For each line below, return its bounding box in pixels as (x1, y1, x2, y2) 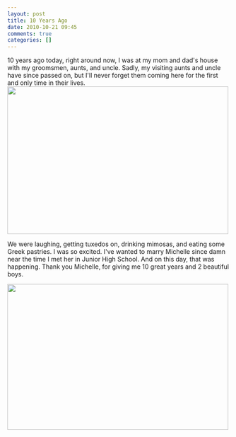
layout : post (7, 10, 46, 18)
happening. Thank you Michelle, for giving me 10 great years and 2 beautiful (7, 262, 230, 271)
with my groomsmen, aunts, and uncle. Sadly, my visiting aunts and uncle (7, 64, 221, 72)
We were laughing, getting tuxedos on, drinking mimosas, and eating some (7, 240, 225, 248)
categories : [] (7, 37, 52, 44)
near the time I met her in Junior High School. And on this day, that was (7, 255, 215, 264)
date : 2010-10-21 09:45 (7, 23, 78, 30)
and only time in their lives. (7, 78, 86, 87)
